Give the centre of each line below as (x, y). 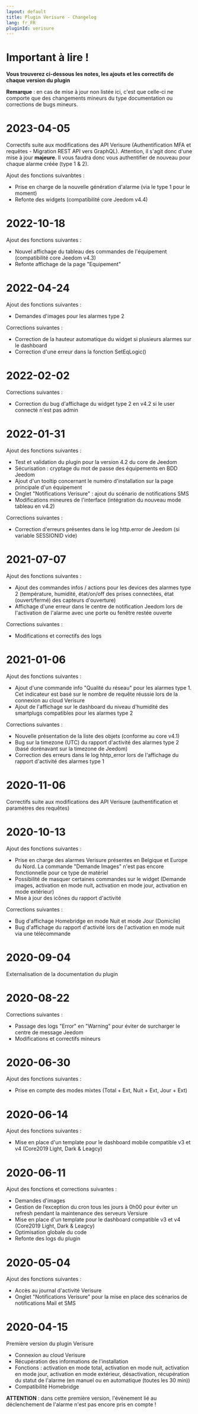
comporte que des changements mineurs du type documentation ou (90, 98)
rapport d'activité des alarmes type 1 (60, 761)
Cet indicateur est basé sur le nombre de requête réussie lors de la (96, 694)
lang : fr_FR (21, 23)
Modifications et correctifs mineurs (58, 1039)
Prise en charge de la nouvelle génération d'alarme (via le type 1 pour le (103, 187)
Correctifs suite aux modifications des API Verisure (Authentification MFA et (99, 145)
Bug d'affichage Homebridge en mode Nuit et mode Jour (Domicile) (98, 921)
